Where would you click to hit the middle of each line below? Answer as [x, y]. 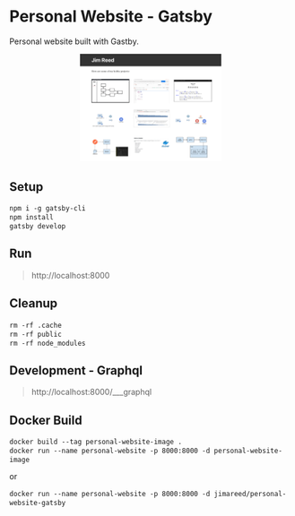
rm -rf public [36, 334]
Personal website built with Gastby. [74, 41]
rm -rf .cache [36, 325]
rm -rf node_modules [48, 343]
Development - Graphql [76, 370]
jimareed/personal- [250, 494]
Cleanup [34, 303]
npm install [31, 217]
